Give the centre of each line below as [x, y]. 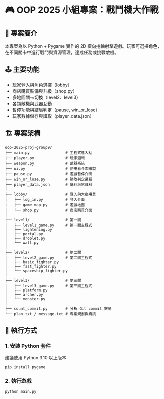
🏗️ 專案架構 [23, 134]
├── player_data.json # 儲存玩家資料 [49, 185]
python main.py [21, 392]
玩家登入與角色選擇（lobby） [42, 85]
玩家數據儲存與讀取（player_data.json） [53, 116]
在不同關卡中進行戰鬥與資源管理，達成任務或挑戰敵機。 [62, 52]
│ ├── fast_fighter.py [31, 266]
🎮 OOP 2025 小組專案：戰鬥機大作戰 [82, 10]
